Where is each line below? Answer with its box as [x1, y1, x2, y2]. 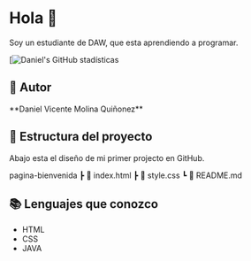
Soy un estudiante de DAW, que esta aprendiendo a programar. [9, 37, 239, 48]
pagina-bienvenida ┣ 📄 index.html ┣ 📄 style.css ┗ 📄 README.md [9, 170, 243, 180]
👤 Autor [9, 80, 52, 96]
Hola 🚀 [9, 8, 57, 28]
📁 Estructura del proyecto [9, 129, 153, 144]
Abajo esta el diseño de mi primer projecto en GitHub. [9, 152, 205, 163]
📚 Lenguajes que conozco [9, 196, 159, 211]
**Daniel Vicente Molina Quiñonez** [9, 104, 144, 114]
